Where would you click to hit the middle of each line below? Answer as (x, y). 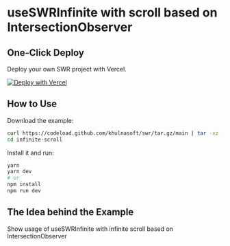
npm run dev (24, 191)
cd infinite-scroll (35, 139)
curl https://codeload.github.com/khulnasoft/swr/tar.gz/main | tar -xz (113, 133)
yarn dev (20, 172)
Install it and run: (31, 153)
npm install (24, 184)
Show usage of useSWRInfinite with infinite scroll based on (90, 229)
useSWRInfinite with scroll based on (112, 13)
